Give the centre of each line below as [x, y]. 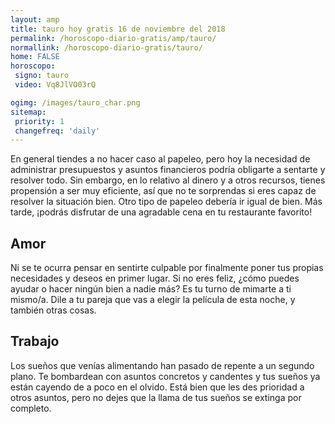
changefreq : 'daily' [57, 131]
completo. [31, 408]
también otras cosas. [53, 310]
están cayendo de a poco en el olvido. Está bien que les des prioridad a [157, 387]
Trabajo [35, 341]
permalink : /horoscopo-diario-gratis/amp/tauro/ [113, 38]
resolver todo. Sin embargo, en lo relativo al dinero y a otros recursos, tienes [168, 180]
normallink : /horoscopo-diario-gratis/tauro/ [106, 47]
